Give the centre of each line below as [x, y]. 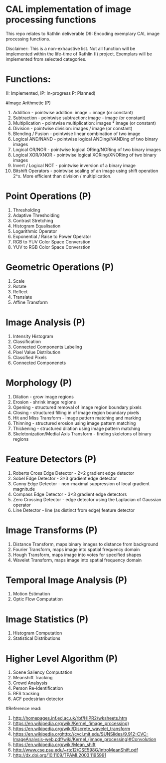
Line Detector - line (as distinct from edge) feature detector [74, 510]
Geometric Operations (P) [60, 267]
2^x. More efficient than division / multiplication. [62, 176]
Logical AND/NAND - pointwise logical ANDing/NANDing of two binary [85, 139]
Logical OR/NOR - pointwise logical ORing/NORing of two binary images [87, 149]
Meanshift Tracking [33, 678]
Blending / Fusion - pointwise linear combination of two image [77, 134]
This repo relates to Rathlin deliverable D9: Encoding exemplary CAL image [83, 33]
